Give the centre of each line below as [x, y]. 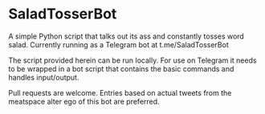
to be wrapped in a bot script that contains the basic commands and [121, 68]
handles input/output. [44, 77]
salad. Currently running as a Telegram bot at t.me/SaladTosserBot [118, 44]
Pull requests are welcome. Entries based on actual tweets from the [120, 92]
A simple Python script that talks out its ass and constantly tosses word [126, 36]
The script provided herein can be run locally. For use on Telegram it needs [132, 60]
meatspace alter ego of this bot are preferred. [84, 101]
